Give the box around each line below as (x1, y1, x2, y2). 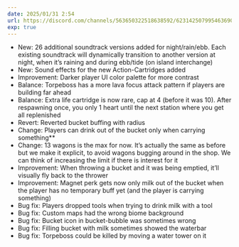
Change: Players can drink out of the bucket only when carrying (17, 126, 206, 135)
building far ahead (17, 88, 72, 97)
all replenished (17, 111, 61, 119)
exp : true (7, 23, 37, 31)
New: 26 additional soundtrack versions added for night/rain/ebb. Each (17, 43, 226, 52)
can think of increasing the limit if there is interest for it (17, 156, 179, 165)
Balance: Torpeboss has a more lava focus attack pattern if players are (17, 81, 225, 89)
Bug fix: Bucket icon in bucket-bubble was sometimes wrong (17, 216, 196, 225)
